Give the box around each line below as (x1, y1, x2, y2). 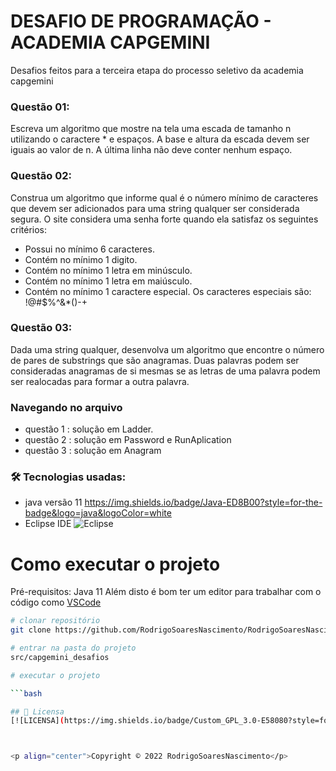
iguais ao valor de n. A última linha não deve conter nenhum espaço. (10, 144, 293, 156)
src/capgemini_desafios (10, 652, 110, 662)
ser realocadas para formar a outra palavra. (10, 375, 190, 387)
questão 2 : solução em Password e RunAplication (24, 434, 232, 446)
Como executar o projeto (10, 553, 221, 575)
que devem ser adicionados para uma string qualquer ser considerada (10, 202, 300, 214)
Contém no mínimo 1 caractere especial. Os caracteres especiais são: (24, 285, 312, 297)
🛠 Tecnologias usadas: (10, 470, 127, 484)
